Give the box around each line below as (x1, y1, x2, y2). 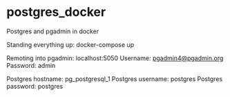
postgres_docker (6, 4, 106, 20)
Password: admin (6, 61, 56, 69)
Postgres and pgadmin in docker (6, 27, 99, 35)
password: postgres (6, 82, 64, 90)
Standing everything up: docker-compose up (6, 40, 135, 48)
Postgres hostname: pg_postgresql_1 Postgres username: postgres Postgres (6, 74, 223, 83)
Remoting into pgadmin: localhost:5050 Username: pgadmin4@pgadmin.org (6, 53, 224, 62)
